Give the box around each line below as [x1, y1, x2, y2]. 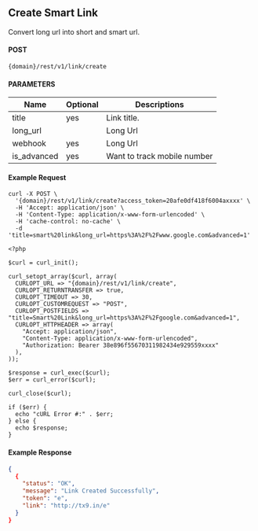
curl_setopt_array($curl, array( [8, 273, 118, 281]
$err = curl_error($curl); [8, 376, 96, 384]
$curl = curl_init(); [8, 259, 79, 267]
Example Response [8, 448, 72, 457]
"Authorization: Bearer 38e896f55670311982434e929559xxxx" [22, 341, 220, 349]
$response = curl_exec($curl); [8, 369, 111, 377]
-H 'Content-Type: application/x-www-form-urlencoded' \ [15, 211, 205, 219]
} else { [8, 417, 37, 426]
